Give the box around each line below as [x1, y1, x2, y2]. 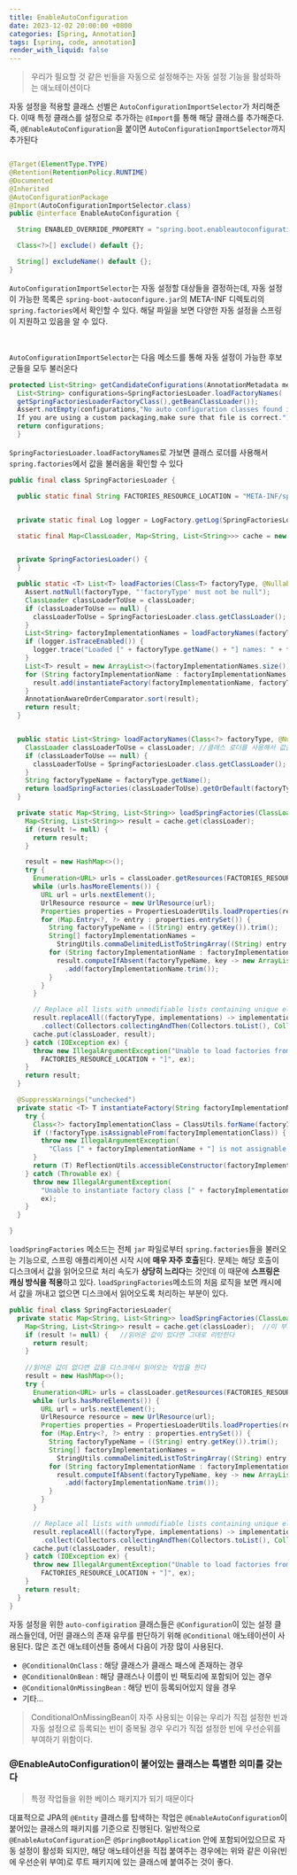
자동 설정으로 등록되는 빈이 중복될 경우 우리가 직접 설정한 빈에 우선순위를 [30, 1723, 281, 1733]
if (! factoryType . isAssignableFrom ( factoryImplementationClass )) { [32, 1128, 287, 1137]
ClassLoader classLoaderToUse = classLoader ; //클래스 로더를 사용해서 [25, 743, 276, 752]
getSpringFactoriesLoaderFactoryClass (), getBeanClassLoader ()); [17, 397, 259, 406]
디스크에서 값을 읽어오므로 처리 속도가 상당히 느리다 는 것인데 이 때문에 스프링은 [9, 1266, 280, 1276]
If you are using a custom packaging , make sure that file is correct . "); [17, 414, 294, 422]
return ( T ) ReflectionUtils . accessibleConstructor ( [32, 1161, 227, 1170]
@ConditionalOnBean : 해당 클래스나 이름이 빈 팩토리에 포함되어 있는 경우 [21, 1670, 272, 1681]
